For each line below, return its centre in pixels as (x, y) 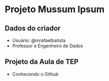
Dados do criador (33, 28)
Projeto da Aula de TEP (42, 62)
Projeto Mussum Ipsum (55, 9)
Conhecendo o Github (35, 74)
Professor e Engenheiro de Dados (48, 46)
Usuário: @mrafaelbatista (39, 40)
